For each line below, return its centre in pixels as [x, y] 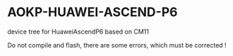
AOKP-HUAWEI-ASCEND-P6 [92, 12]
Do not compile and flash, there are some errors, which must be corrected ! [117, 45]
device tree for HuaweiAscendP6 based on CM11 [78, 31]
